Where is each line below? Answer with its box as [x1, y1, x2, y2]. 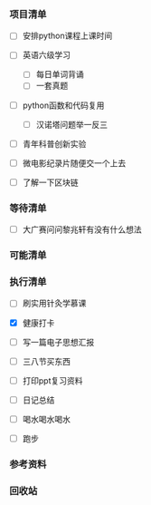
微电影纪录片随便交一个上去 [22, 157, 127, 169]
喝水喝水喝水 [22, 413, 71, 424]
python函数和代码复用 [22, 100, 105, 111]
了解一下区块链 [22, 177, 79, 188]
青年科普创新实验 [22, 138, 87, 149]
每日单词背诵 [35, 69, 84, 80]
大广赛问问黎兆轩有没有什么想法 [22, 224, 142, 235]
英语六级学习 [22, 50, 71, 61]
